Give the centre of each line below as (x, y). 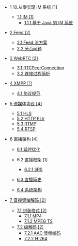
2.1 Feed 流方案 (32, 42)
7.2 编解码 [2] (30, 227)
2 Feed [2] (20, 32)
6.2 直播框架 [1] (32, 160)
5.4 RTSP (26, 129)
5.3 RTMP (27, 124)
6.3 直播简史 (29, 180)
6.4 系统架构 (29, 190)
